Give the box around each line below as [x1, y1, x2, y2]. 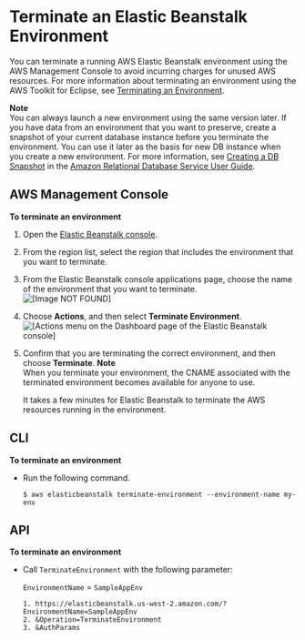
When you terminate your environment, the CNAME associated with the [22, 367, 291, 378]
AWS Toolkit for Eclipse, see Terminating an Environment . [9, 85, 225, 96]
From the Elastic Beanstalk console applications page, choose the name [22, 273, 293, 284]
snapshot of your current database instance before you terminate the [9, 131, 269, 142]
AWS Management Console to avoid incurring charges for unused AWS [9, 66, 276, 76]
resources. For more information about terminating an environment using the [9, 75, 297, 86]
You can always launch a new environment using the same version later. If [9, 112, 287, 123]
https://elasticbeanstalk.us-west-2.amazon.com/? [35, 599, 228, 609]
